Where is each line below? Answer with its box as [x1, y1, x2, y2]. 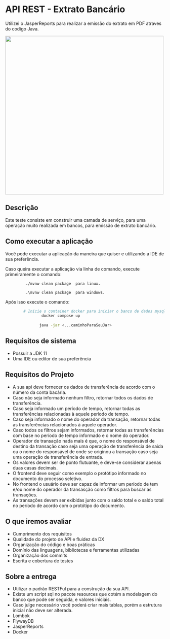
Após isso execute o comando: [5, 298, 70, 305]
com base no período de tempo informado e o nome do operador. [12, 432, 150, 439]
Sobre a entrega [5, 572, 57, 581]
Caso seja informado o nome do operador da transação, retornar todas [12, 416, 160, 422]
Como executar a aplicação [5, 237, 94, 246]
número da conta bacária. [12, 389, 67, 395]
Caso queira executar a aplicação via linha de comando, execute [5, 265, 140, 272]
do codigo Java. [5, 25, 39, 31]
